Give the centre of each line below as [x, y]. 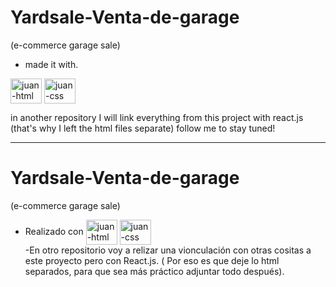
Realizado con [54, 231]
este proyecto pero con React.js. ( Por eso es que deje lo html [152, 260]
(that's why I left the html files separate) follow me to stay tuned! [143, 128]
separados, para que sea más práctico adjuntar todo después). [154, 271]
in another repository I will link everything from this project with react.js [157, 117]
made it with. [51, 64]
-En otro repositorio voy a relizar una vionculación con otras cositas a [168, 250]
